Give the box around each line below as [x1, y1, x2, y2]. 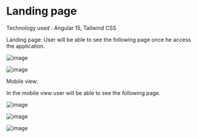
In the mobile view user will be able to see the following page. [6, 89, 161, 96]
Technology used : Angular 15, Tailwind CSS [6, 24, 117, 31]
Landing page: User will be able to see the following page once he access [6, 36, 192, 43]
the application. [6, 42, 46, 50]
